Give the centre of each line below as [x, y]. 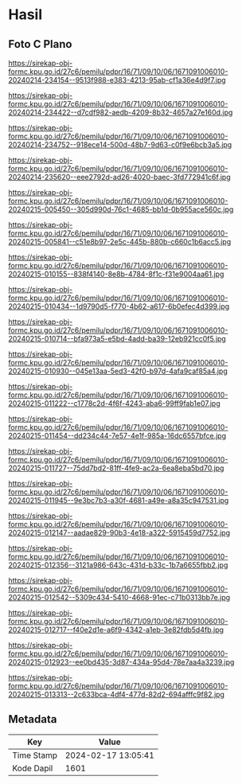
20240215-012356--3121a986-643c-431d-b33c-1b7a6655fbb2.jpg [118, 565]
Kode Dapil [33, 768]
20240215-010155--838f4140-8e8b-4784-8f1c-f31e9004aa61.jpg [116, 274]
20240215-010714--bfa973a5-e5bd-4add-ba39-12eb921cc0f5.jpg [117, 339]
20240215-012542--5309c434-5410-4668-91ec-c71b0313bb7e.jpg [119, 597]
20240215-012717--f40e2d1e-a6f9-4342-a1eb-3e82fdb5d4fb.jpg [116, 630]
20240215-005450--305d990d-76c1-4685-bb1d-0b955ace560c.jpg [121, 209]
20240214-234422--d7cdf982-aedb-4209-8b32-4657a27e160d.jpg [121, 112]
